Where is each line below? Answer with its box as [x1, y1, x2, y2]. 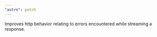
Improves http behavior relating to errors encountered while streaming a [4, 21, 152, 27]
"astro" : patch [4, 7, 36, 12]
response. [4, 26, 25, 32]
